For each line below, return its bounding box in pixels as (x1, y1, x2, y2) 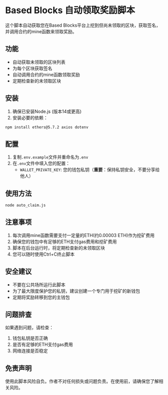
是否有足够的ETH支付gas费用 (12, 342, 73, 348)
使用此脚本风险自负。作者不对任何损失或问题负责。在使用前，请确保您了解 (5, 378, 159, 384)
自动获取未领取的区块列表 (12, 59, 66, 65)
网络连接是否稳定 (12, 348, 48, 354)
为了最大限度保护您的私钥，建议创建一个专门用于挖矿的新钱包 (12, 288, 140, 294)
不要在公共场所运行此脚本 (12, 281, 66, 287)
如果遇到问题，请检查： (5, 325, 54, 331)
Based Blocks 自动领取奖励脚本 (5, 5, 135, 16)
